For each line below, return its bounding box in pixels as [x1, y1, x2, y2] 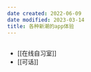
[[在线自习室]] [17, 49, 57, 57]
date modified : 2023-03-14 [7, 16, 85, 23]
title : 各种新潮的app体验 [7, 23, 74, 29]
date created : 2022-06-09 [7, 10, 81, 17]
